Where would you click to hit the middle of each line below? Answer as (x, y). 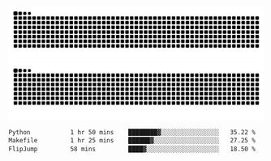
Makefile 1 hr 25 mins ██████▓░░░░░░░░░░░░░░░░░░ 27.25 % (132, 141)
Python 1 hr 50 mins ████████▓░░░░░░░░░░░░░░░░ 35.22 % (132, 132)
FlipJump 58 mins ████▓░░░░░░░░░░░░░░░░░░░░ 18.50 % (132, 149)
